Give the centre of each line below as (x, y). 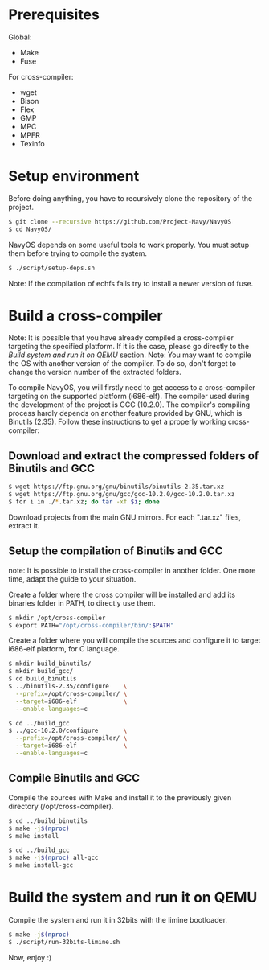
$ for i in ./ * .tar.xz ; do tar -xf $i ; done (84, 502)
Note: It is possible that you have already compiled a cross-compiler (121, 338)
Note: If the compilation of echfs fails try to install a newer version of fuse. (131, 283)
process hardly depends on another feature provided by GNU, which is (125, 413)
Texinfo (33, 143)
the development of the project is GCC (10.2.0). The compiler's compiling (129, 405)
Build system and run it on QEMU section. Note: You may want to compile (130, 355)
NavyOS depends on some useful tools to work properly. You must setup (129, 245)
